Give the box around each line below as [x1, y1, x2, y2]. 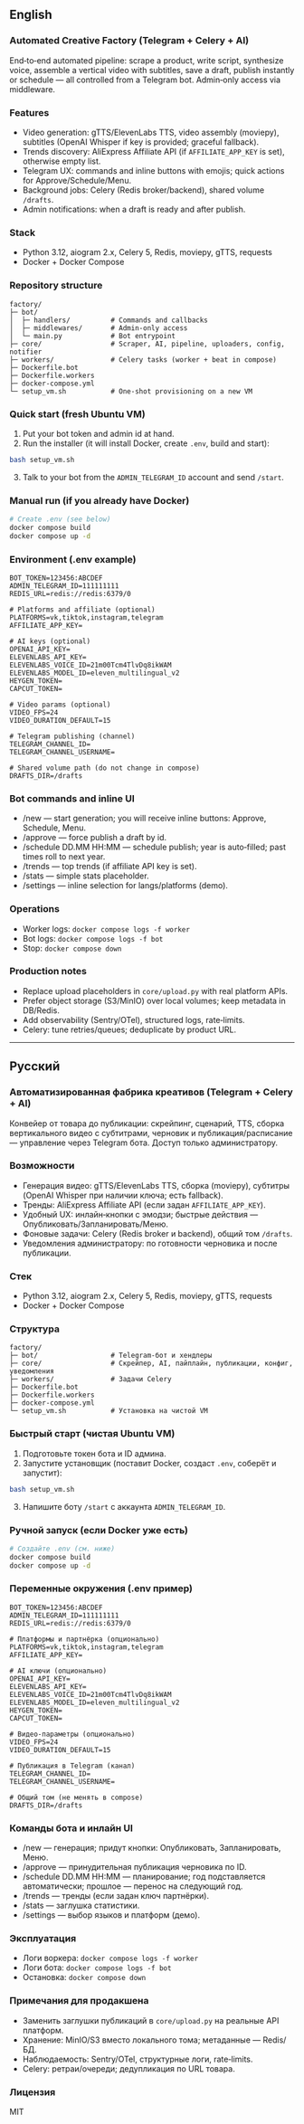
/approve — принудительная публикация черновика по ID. [22, 1862, 247, 1873]
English [9, 7, 52, 23]
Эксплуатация [9, 1932, 77, 1945]
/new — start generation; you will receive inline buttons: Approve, [22, 813, 267, 824]
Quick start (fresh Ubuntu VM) [9, 407, 147, 420]
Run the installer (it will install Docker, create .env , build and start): [22, 438, 270, 449]
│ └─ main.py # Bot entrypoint [9, 331, 176, 340]
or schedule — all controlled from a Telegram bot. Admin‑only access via [9, 74, 281, 85]
